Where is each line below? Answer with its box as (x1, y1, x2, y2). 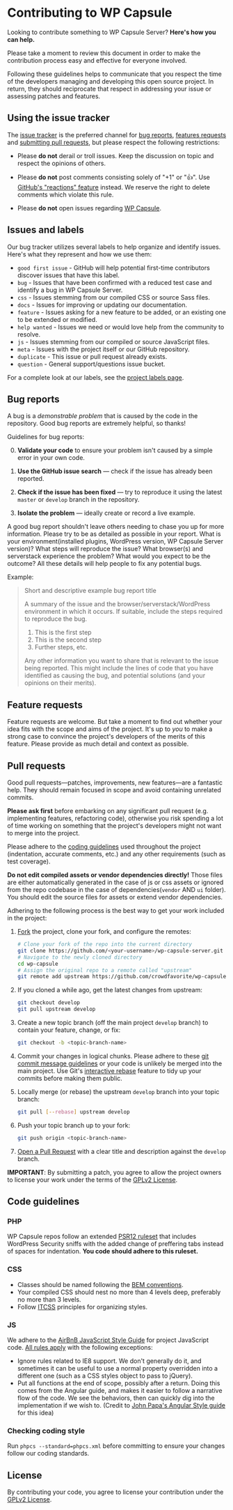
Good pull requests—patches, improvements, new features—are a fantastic (7, 778, 223, 787)
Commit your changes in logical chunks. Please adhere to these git (17, 1051, 209, 1060)
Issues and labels (7, 224, 85, 236)
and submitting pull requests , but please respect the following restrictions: (7, 138, 220, 146)
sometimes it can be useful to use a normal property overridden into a (17, 1364, 218, 1372)
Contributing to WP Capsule (7, 5, 172, 21)
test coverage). (7, 857, 51, 865)
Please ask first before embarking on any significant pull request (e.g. (7, 807, 209, 815)
